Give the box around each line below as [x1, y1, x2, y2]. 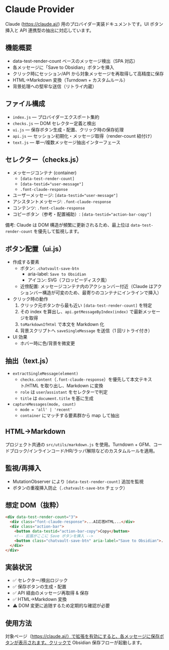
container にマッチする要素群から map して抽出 [20, 413, 120, 418]
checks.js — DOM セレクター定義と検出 [12, 120, 96, 126]
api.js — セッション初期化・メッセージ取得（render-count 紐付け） [12, 133, 155, 139]
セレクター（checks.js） [5, 155, 83, 164]
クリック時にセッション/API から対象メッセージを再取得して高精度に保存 [12, 70, 164, 76]
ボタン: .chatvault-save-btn [20, 265, 79, 271]
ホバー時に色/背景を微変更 [20, 340, 75, 346]
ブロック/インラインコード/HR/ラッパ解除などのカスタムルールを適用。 [9, 448, 158, 454]
